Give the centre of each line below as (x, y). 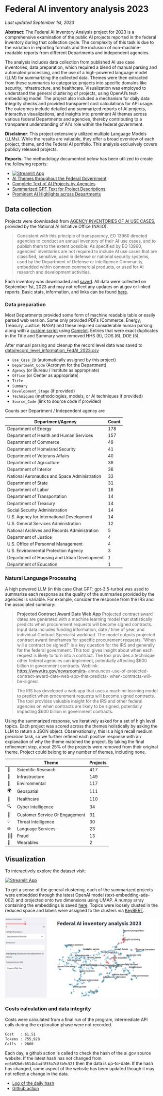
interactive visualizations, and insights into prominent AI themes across (76, 114)
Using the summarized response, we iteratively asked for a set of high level (80, 721)
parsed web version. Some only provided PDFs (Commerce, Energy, (73, 320)
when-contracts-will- (131, 676)
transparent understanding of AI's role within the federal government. (74, 124)
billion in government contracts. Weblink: (58, 665)
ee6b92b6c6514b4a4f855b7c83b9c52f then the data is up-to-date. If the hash (79, 1063)
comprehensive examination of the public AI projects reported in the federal (81, 37)
